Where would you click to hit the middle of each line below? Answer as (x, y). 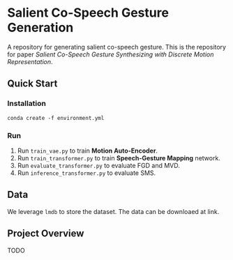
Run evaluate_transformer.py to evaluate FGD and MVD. (98, 165)
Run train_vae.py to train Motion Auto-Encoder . (88, 151)
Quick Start (32, 84)
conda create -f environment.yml (56, 118)
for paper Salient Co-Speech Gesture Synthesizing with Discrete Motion (111, 54)
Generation (40, 28)
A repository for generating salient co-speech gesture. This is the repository (117, 47)
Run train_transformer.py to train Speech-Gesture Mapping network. (119, 158)
